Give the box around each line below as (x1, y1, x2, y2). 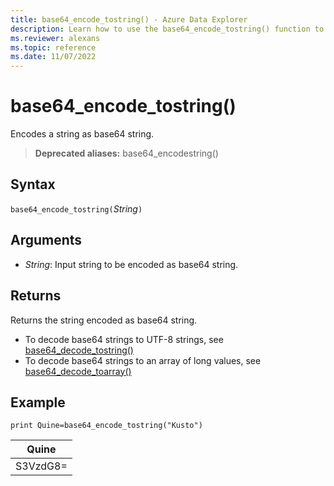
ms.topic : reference (10, 42, 97, 53)
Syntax (10, 176, 56, 193)
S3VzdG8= (15, 459, 68, 473)
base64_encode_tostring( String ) (10, 202, 143, 215)
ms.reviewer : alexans (10, 33, 101, 43)
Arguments (10, 232, 83, 249)
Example (10, 394, 66, 411)
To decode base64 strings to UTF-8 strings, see (24, 333, 224, 345)
